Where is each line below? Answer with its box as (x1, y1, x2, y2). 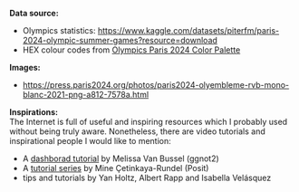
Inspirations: (9, 107, 59, 117)
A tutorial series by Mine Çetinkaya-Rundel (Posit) (22, 163, 209, 173)
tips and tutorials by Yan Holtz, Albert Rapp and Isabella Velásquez (22, 172, 272, 183)
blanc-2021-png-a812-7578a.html (22, 90, 149, 100)
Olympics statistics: (22, 25, 97, 35)
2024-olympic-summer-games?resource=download (22, 35, 217, 45)
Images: (9, 62, 41, 72)
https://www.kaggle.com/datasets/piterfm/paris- (97, 25, 280, 35)
